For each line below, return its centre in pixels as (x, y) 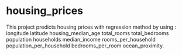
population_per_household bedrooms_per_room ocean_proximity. (85, 46)
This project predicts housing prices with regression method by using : (91, 27)
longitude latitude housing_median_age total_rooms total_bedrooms (87, 33)
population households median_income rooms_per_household (81, 39)
